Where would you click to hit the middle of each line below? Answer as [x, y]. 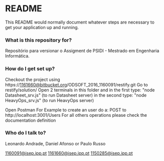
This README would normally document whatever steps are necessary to [80, 22]
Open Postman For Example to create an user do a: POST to [66, 110]
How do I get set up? [30, 69]
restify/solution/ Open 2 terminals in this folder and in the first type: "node [80, 90]
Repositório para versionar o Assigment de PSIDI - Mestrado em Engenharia [82, 51]
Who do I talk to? [26, 133]
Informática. [17, 56]
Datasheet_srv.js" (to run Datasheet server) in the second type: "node [76, 95]
